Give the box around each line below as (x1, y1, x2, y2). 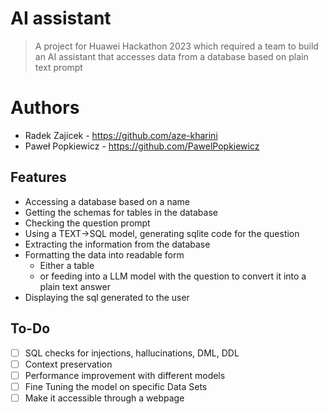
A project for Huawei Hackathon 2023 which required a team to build (34, 40, 319, 52)
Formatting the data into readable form (24, 248, 185, 261)
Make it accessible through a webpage (24, 392, 185, 404)
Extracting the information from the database (24, 238, 211, 250)
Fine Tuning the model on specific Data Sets (24, 380, 208, 392)
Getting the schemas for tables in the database (24, 206, 218, 218)
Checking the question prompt (24, 217, 151, 229)
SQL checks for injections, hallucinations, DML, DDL (24, 347, 240, 359)
